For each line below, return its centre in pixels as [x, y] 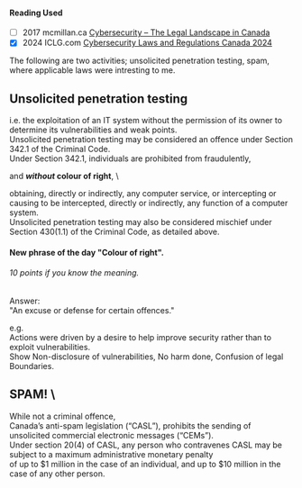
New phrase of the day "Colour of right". [87, 252]
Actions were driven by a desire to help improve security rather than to [141, 337]
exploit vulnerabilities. [50, 347]
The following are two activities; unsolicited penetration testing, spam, [140, 61]
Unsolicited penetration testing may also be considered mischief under [141, 222]
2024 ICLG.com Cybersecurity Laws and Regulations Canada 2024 [147, 43]
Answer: [25, 301]
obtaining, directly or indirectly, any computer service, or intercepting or [143, 194]
